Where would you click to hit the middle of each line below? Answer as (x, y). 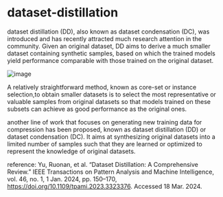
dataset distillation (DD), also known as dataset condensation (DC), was (108, 31)
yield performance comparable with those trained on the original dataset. (110, 60)
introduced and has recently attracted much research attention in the (105, 38)
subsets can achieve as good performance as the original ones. (97, 109)
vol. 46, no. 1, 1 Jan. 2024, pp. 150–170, (62, 179)
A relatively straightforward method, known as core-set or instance (102, 87)
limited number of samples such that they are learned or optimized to (105, 144)
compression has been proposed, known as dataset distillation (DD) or (107, 129)
